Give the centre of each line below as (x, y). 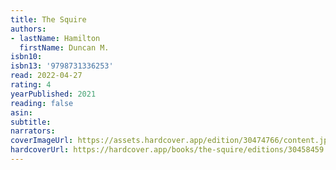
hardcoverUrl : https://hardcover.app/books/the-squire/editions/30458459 (167, 150)
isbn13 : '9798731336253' (62, 66)
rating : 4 (31, 85)
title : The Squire (48, 19)
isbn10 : (26, 57)
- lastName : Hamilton (55, 38)
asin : (21, 112)
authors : (28, 29)
